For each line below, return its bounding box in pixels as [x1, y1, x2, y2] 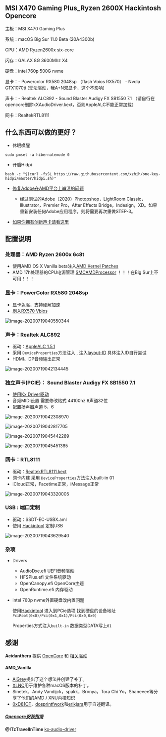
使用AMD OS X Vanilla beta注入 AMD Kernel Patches [12, 263, 119, 269]
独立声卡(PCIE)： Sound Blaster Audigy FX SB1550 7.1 [5, 379, 135, 386]
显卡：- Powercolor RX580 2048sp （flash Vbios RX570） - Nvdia [5, 78, 140, 84]
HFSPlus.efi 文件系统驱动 [19, 574, 71, 580]
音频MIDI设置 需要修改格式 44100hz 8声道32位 [12, 398, 108, 404]
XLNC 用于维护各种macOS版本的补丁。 [12, 682, 92, 689]
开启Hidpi [12, 161, 32, 167]
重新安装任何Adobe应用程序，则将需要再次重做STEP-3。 [19, 208, 136, 214]
